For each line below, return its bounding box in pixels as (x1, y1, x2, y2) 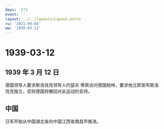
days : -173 (5, 7, 28, 12)
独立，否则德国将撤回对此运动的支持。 (13, 88, 92, 94)
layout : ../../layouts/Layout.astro (5, 16, 81, 21)
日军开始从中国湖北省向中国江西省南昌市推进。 (5, 118, 101, 124)
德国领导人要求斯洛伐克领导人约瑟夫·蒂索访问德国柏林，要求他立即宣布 (5, 82, 151, 88)
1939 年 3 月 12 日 (5, 68, 60, 76)
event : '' (5, 12, 26, 17)
